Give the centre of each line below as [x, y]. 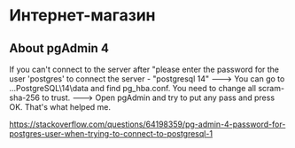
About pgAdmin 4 [59, 48]
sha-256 [25, 97]
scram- [272, 88]
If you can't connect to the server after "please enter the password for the [144, 69]
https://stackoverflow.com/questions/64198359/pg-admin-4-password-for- [147, 124]
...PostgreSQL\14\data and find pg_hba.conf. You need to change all [133, 88]
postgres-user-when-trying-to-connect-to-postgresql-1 [111, 133]
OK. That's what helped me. [60, 107]
